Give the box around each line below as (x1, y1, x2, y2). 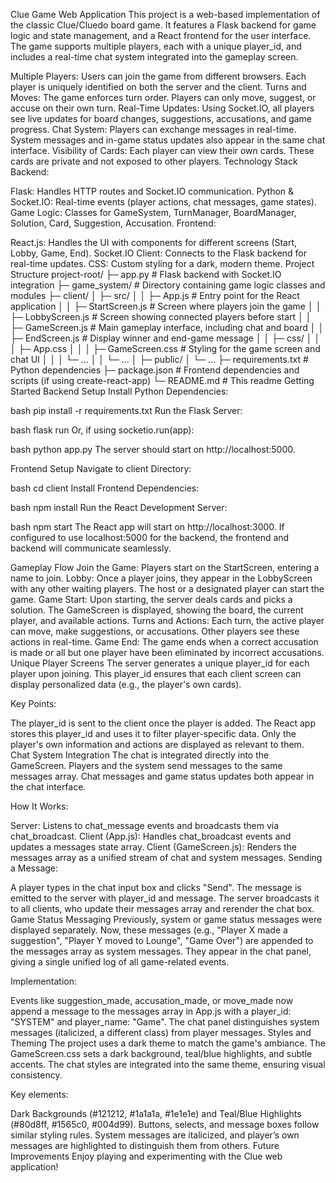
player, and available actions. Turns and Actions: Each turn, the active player (10, 615, 325, 626)
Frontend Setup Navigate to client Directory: (10, 463, 192, 474)
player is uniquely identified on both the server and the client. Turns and (10, 81, 307, 93)
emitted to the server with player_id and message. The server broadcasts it (10, 892, 320, 904)
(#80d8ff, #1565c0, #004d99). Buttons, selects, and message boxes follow (10, 1119, 320, 1130)
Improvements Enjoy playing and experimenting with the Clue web (10, 1150, 283, 1162)
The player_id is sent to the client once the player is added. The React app (10, 717, 316, 729)
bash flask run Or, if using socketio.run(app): (10, 424, 195, 436)
